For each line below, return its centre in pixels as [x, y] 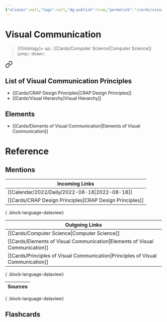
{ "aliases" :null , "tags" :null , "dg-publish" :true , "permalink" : [70, 10]
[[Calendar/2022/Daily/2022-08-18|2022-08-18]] [70, 192]
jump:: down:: [31, 53]
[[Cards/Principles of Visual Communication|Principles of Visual [82, 256]
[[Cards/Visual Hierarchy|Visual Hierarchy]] [57, 98]
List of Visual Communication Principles [69, 81]
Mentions [20, 170]
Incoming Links [76, 184]
